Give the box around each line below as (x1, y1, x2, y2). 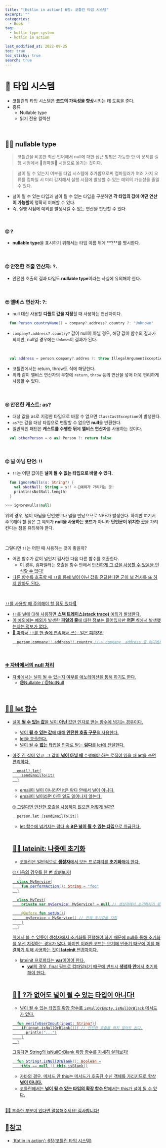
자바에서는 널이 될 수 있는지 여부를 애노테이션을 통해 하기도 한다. (12, 674, 136, 680)
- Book (9, 21, 23, 26)
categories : (5, 16, 30, 21)
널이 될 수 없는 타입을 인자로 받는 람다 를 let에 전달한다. (19, 742, 125, 748)
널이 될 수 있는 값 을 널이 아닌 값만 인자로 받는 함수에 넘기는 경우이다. (12, 719, 143, 725)
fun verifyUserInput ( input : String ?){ (17, 1021, 97, 1026)
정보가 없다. (25, 623, 48, 629)
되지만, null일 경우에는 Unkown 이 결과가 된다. (12, 336, 98, 342)
